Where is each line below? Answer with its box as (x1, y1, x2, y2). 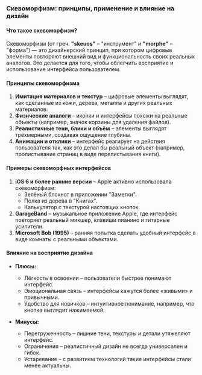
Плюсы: (14, 262, 37, 269)
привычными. (24, 294, 60, 301)
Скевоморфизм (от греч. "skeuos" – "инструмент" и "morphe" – (6, 40, 173, 48)
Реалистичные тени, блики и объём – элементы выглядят (14, 125, 167, 132)
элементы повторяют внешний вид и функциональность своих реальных (6, 53, 195, 60)
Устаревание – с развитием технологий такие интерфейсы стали (24, 355, 191, 362)
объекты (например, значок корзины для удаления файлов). (14, 119, 171, 126)
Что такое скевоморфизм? (6, 27, 77, 34)
